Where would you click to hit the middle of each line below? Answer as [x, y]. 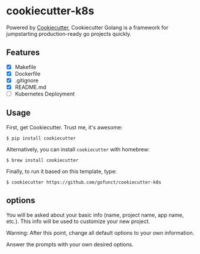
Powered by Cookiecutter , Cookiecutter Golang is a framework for [87, 27]
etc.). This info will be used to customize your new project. [78, 221]
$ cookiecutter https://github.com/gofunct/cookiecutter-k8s [84, 182]
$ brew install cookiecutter [42, 160]
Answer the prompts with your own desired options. [70, 244]
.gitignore [27, 80]
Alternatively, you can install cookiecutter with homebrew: [78, 149]
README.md [30, 87]
